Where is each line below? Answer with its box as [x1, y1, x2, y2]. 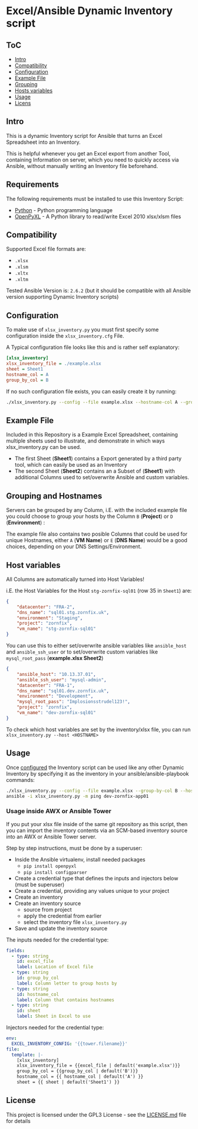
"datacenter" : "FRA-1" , [16, 682, 75, 688]
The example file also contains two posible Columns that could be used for [6, 530, 187, 537]
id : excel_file [16, 959, 54, 965]
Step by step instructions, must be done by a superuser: [6, 844, 143, 851]
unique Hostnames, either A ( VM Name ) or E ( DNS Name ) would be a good [6, 537, 187, 544]
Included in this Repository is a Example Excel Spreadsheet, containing [6, 431, 178, 438]
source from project [23, 906, 72, 913]
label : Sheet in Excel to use [16, 1014, 91, 1019]
